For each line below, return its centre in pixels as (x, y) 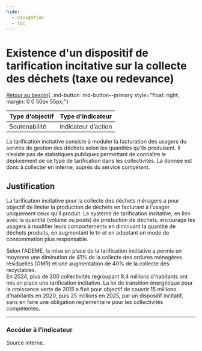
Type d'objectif (32, 116)
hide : (13, 12)
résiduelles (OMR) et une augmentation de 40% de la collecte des (88, 264)
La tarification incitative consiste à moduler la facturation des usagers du (96, 142)
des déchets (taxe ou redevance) (90, 78)
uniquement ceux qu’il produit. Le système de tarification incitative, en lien (98, 213)
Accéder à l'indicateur (39, 330)
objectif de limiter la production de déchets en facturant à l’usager (88, 207)
